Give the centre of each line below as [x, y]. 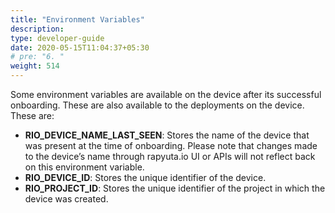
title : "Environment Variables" [77, 19]
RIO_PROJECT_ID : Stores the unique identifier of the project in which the [175, 188]
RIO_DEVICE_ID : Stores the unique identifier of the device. [145, 177]
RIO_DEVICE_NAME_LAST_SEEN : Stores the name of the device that [167, 135]
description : [37, 29]
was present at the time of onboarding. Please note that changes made [171, 145]
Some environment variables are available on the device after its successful [166, 94]
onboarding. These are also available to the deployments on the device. [157, 105]
